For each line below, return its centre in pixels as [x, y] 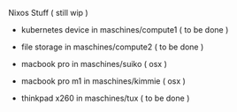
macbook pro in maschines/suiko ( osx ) [94, 64]
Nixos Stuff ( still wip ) [49, 13]
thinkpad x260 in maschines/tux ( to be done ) [105, 98]
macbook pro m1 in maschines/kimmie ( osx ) [103, 81]
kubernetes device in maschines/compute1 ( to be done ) [125, 30]
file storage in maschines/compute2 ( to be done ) [112, 47]
